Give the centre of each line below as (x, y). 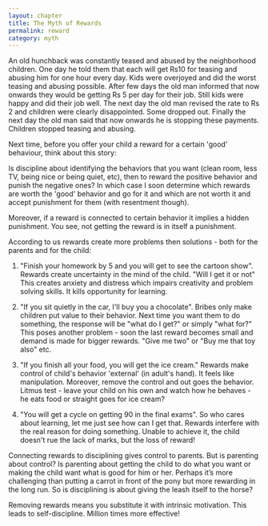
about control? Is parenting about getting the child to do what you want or (130, 464)
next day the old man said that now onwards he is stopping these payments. (134, 120)
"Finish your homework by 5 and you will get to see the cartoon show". (136, 266)
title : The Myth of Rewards (55, 23)
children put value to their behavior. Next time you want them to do (130, 315)
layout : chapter (35, 16)
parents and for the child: (50, 251)
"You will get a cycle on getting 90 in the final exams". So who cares (132, 415)
